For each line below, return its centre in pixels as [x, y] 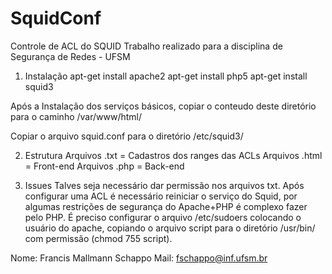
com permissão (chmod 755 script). [98, 238]
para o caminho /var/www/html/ [76, 116]
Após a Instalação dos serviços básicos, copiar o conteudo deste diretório [163, 106]
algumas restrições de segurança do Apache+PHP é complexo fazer [166, 206]
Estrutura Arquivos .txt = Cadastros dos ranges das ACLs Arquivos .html [173, 155]
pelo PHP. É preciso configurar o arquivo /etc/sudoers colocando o [163, 217]
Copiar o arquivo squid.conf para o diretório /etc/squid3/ [127, 136]
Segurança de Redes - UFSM [70, 56]
